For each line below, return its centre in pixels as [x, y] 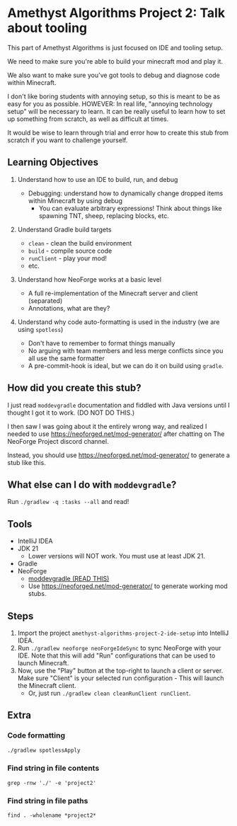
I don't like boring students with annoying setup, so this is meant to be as [114, 96]
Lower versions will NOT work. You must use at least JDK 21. [116, 556]
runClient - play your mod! [68, 258]
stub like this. [27, 462]
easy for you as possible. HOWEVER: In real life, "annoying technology [110, 103]
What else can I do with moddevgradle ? [92, 484]
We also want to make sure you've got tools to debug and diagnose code [114, 75]
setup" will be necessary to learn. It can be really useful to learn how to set [116, 111]
